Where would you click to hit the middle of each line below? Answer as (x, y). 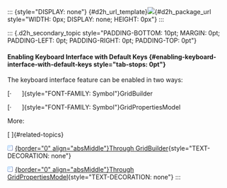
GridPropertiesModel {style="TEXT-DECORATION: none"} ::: (94, 177)
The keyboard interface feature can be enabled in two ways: (95, 80)
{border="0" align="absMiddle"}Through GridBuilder (92, 148)
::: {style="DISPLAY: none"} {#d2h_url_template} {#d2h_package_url (109, 12)
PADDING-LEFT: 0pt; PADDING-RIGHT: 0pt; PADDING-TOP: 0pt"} (102, 40)
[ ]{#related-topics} (36, 135)
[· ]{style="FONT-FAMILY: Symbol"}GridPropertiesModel (94, 107)
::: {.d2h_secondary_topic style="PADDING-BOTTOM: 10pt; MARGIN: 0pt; (114, 33)
